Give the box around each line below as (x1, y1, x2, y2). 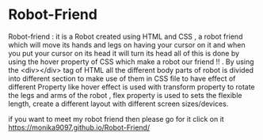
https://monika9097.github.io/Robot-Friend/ (8, 123, 151, 132)
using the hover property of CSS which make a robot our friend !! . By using (8, 57, 255, 66)
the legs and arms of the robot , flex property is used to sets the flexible (8, 90, 242, 100)
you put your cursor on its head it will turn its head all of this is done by (8, 48, 240, 58)
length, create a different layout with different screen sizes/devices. (8, 99, 229, 108)
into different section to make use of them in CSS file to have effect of (8, 74, 236, 83)
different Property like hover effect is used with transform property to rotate (8, 81, 255, 92)
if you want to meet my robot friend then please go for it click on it (8, 114, 224, 123)
